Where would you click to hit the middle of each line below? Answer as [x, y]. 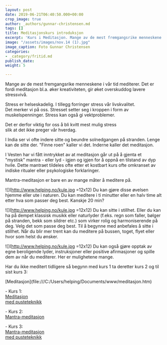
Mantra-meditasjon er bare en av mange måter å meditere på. [69, 180]
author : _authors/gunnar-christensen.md [48, 24]
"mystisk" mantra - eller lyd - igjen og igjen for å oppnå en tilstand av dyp [81, 160]
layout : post [19, 10]
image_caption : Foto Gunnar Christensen [48, 47]
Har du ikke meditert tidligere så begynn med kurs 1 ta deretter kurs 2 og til [82, 267]
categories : [17, 51]
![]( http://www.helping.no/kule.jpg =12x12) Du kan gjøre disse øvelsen [77, 190]
